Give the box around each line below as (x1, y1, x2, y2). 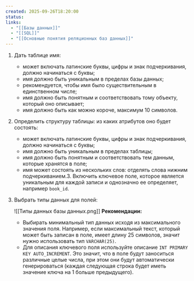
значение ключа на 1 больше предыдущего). (22, 269, 134, 275)
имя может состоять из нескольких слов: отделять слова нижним (22, 166, 188, 173)
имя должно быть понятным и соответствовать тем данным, (22, 154, 175, 161)
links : (5, 19, 22, 25)
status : (5, 14, 24, 20)
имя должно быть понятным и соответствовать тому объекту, (22, 94, 178, 101)
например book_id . (22, 185, 69, 192)
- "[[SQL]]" (10, 30, 40, 36)
